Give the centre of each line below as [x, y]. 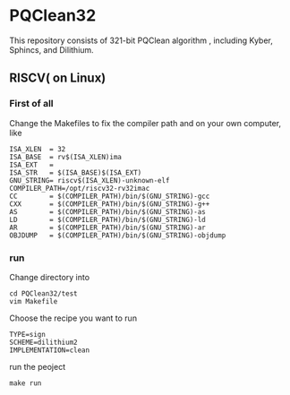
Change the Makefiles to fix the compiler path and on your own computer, [145, 123]
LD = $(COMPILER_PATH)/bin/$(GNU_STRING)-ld [107, 219]
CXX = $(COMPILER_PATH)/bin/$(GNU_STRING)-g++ [110, 204]
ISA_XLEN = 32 [38, 149]
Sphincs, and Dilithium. [51, 49]
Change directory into [50, 277]
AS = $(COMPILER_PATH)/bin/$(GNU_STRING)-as [107, 211]
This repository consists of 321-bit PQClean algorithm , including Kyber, [141, 40]
